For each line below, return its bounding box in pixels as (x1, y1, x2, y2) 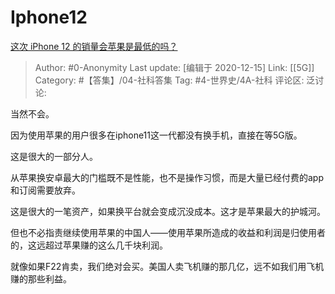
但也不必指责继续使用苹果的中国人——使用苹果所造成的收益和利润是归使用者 (10, 226, 326, 238)
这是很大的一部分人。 (10, 150, 98, 162)
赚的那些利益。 (10, 272, 72, 285)
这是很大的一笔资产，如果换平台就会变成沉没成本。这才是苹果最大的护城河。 (10, 205, 326, 217)
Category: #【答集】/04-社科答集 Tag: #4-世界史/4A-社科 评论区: (34, 74, 305, 86)
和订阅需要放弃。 (10, 184, 81, 196)
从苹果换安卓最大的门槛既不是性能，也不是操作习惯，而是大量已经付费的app (10, 171, 325, 183)
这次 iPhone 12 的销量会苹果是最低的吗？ (10, 40, 178, 52)
